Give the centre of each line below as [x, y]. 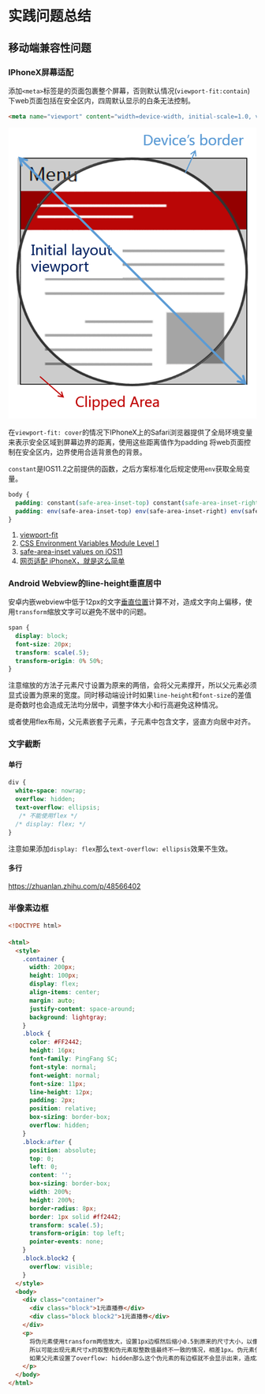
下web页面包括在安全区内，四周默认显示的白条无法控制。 [101, 100]
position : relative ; [63, 1109]
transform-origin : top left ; [77, 1234]
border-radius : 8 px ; [63, 1208]
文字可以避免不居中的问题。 [106, 611]
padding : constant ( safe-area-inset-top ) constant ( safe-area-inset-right [137, 503]
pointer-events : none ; [66, 1242]
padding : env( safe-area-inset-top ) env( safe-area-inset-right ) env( [130, 511]
